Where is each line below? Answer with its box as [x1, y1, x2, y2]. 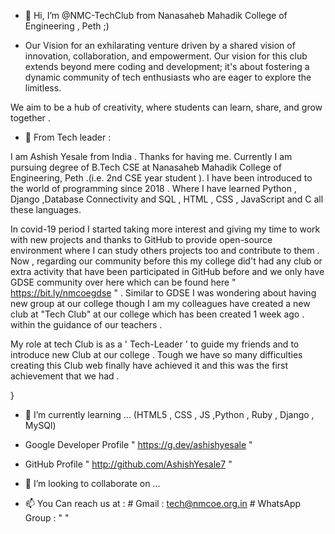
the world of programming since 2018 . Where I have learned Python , [10, 183, 297, 194]
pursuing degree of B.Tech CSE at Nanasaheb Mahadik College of [10, 161, 282, 173]
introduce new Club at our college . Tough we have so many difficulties [10, 349, 303, 360]
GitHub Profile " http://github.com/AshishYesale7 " [24, 458, 233, 470]
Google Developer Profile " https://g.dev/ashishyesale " [24, 439, 253, 450]
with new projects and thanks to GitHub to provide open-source [10, 234, 273, 245]
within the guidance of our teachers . [10, 319, 163, 330]
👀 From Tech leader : [24, 131, 112, 143]
